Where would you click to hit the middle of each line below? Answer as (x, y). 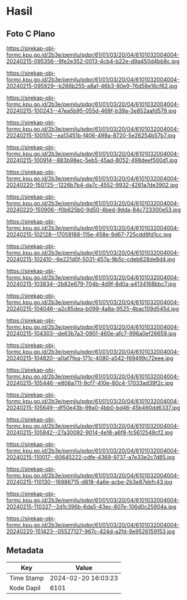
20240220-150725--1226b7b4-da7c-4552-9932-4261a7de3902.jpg (92, 185)
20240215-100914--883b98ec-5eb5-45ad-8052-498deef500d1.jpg (92, 160)
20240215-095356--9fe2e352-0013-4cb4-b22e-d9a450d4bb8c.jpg (93, 61)
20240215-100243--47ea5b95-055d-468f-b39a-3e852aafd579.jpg (91, 111)
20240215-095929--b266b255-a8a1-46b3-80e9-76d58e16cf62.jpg (92, 86)
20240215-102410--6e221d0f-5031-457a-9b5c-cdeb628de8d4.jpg (91, 259)
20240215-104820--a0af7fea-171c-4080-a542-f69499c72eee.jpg (90, 358)
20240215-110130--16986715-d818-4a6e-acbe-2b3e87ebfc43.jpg (89, 482)
